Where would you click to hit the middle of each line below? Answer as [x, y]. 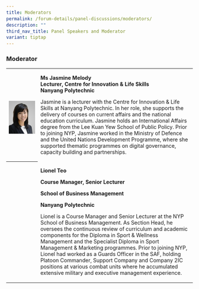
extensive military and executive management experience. [111, 273]
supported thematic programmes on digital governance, [108, 146]
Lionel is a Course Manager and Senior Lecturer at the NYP [112, 216]
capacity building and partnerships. [84, 152]
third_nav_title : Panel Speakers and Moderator [66, 31]
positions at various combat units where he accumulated [109, 267]
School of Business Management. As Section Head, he [107, 223]
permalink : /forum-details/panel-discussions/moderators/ [79, 19]
